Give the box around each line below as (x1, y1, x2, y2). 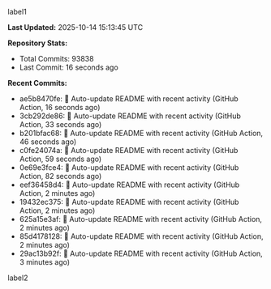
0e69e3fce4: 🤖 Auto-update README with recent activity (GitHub (19, 163, 239, 172)
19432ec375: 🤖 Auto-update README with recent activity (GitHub (19, 198, 239, 206)
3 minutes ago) (19, 257, 71, 266)
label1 (7, 7, 28, 16)
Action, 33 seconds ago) (19, 120, 102, 129)
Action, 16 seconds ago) (19, 103, 101, 112)
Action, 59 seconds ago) (19, 154, 102, 164)
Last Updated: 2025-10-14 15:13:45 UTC (7, 23, 144, 32)
